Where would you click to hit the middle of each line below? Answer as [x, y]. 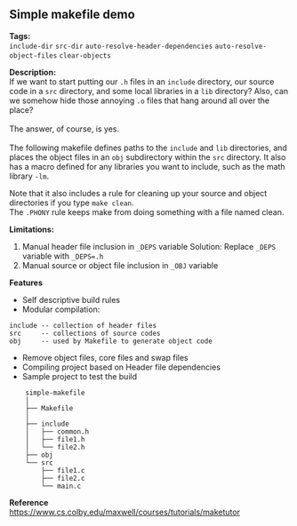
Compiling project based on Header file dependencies [121, 367]
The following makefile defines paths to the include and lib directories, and [148, 147]
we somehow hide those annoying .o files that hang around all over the [139, 100]
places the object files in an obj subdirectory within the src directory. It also [148, 157]
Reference [29, 502]
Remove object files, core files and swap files [105, 357]
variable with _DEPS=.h [63, 256]
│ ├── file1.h [56, 439]
